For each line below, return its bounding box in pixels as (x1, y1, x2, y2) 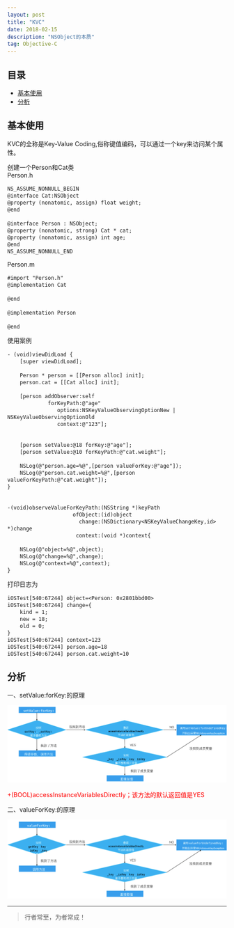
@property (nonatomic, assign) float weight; (7, 199, 141, 206)
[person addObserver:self (19, 393, 95, 400)
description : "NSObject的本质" (7, 33, 95, 40)
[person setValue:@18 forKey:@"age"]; (19, 441, 132, 448)
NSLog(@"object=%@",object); (19, 546, 104, 553)
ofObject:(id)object (72, 511, 132, 518)
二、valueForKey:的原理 (7, 805, 75, 814)
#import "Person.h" (7, 274, 64, 281)
